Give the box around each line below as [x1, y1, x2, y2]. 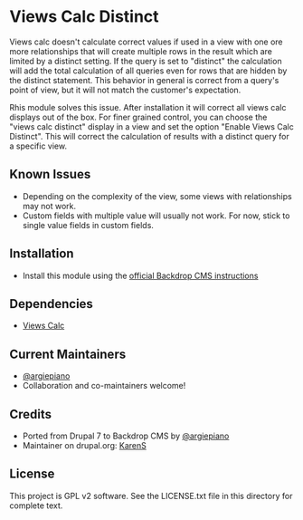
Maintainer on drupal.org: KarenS [22, 440, 147, 450]
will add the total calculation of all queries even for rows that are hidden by [9, 65, 288, 76]
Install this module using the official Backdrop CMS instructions [22, 270, 259, 281]
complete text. [9, 500, 63, 511]
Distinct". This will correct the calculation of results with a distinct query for [9, 130, 289, 141]
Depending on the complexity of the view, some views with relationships [22, 190, 292, 201]
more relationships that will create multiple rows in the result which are [9, 45, 273, 56]
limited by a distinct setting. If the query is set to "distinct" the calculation [9, 55, 282, 66]
